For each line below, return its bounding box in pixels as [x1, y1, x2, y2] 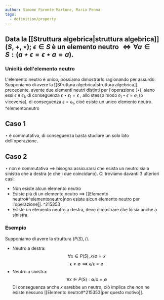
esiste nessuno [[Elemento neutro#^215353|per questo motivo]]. [12, 289, 144, 295]
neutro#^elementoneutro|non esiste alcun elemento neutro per [12, 196, 140, 202]
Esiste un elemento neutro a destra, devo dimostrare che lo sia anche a [12, 207, 157, 213]
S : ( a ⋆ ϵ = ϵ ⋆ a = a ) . [5, 50, 74, 59]
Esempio [5, 224, 27, 231]
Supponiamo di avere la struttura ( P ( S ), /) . [5, 236, 90, 241]
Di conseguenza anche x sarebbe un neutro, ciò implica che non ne [12, 284, 150, 290]
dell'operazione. [5, 138, 38, 144]
